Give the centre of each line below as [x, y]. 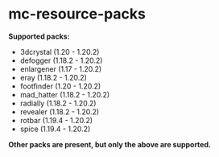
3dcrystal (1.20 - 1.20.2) [60, 52]
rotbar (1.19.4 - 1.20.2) [56, 120]
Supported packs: [39, 36]
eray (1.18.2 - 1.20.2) [53, 77]
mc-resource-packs [77, 14]
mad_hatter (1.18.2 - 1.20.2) [65, 94]
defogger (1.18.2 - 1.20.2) [61, 60]
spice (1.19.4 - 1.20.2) [55, 129]
